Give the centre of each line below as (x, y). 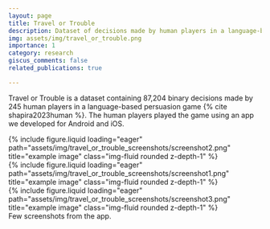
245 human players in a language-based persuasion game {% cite (118, 106)
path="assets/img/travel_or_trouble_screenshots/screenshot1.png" (119, 173)
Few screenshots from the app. (60, 216)
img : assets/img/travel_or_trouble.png (75, 38)
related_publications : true (55, 68)
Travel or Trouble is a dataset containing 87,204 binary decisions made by (131, 98)
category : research (41, 53)
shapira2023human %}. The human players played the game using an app (131, 115)
